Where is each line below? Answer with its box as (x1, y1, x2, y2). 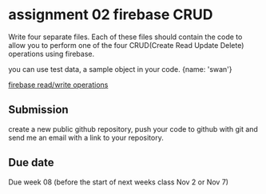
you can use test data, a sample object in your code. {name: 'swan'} (8, 64, 233, 73)
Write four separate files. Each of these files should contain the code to (8, 32, 243, 42)
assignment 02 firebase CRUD (8, 6, 213, 24)
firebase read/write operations (8, 80, 109, 89)
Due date (8, 156, 54, 169)
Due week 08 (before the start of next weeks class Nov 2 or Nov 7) (8, 177, 229, 187)
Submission (8, 103, 69, 117)
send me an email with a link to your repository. (8, 133, 164, 142)
